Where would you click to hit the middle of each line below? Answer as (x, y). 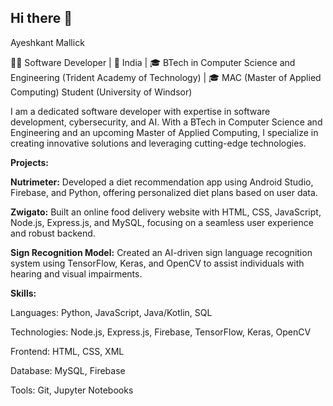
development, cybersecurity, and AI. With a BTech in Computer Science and (166, 122)
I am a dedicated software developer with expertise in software (140, 111)
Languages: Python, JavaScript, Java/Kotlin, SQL (111, 312)
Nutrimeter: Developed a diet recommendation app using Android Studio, (162, 182)
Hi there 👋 (41, 18)
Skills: (23, 293)
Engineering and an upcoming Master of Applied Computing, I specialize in (164, 132)
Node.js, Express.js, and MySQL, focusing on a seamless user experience (162, 222)
